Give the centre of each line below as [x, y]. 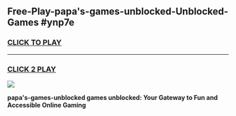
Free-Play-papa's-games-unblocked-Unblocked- [118, 12]
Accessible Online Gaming [47, 105]
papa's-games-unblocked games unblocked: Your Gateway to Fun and [112, 97]
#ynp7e [58, 23]
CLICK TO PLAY [34, 43]
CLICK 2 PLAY [32, 69]
